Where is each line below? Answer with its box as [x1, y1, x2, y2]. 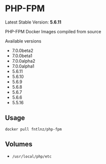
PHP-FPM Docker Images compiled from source [5, 28, 101, 34]
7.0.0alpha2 [12, 58, 35, 64]
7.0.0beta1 [12, 52, 33, 59]
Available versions [5, 38, 41, 44]
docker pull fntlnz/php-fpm [5, 127, 62, 132]
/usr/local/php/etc [12, 154, 52, 159]
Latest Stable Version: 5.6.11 [5, 19, 62, 25]
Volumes [5, 140, 33, 148]
